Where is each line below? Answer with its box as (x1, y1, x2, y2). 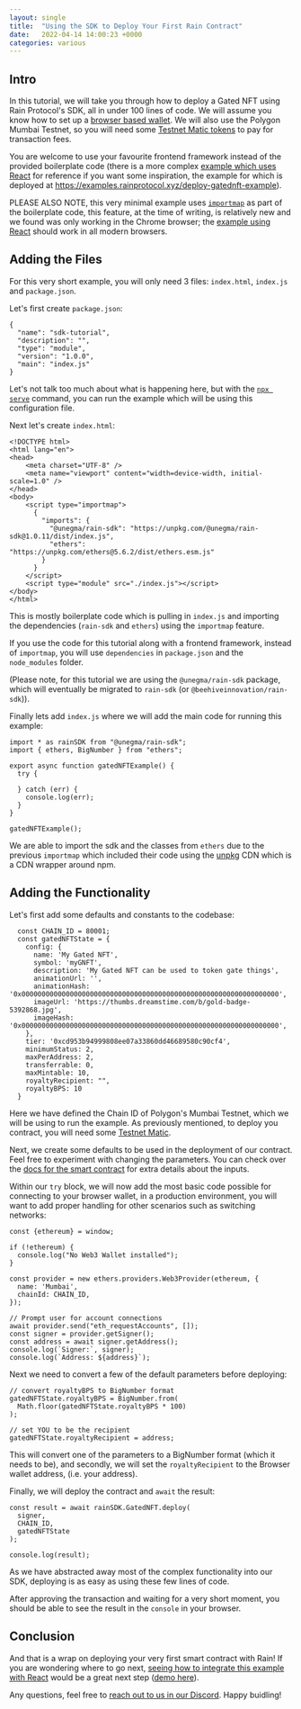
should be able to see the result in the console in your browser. (9, 1603, 242, 1614)
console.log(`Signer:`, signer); (9, 1345, 135, 1354)
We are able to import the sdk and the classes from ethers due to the (9, 840, 265, 850)
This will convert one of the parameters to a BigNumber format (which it (9, 1449, 276, 1460)
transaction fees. (9, 134, 72, 145)
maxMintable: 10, (25, 1068, 91, 1077)
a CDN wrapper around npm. (9, 859, 117, 869)
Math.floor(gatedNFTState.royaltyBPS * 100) (17, 1401, 187, 1411)
